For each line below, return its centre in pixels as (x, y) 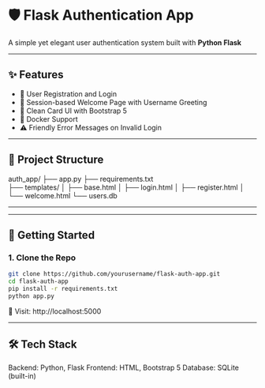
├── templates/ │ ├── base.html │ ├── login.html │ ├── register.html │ (126, 187)
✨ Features (36, 75)
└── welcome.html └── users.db (63, 195)
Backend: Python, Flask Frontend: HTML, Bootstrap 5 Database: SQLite (123, 367)
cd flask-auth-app (38, 281)
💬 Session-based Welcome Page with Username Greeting (113, 102)
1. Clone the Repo (42, 258)
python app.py (32, 296)
